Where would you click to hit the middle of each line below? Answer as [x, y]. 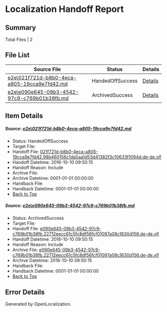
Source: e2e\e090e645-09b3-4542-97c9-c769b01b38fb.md [70, 205]
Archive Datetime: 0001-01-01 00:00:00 [53, 178]
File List [17, 55]
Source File [47, 69]
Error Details [25, 292]
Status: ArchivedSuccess [38, 218]
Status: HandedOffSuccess [40, 141]
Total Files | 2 [19, 39]
